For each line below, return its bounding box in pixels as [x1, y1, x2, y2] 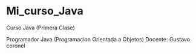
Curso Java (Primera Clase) [6, 24, 76, 31]
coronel [6, 42, 25, 49]
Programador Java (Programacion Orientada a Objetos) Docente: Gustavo [6, 35, 191, 43]
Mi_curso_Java [6, 4, 83, 18]
